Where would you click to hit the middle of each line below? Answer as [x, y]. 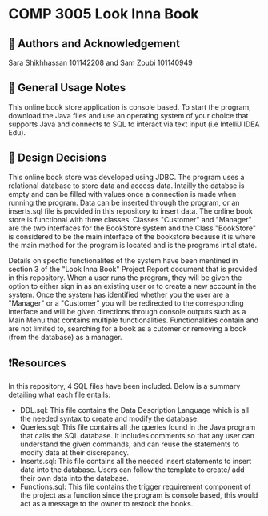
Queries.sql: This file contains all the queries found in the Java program [138, 427]
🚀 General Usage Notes [67, 88]
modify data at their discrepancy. [74, 453]
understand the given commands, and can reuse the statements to [130, 444]
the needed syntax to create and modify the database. [110, 419]
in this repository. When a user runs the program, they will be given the [125, 278]
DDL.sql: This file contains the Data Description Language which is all [134, 410]
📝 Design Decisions [58, 158]
